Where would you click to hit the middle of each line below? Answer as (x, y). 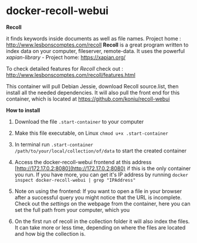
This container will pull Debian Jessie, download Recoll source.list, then (92, 86)
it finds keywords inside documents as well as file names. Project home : (94, 38)
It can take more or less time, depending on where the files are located (100, 227)
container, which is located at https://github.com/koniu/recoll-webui (88, 99)
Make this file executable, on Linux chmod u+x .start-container (91, 133)
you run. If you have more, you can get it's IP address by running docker (101, 174)
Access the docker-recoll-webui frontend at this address (83, 162)
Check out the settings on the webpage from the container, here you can (102, 204)
